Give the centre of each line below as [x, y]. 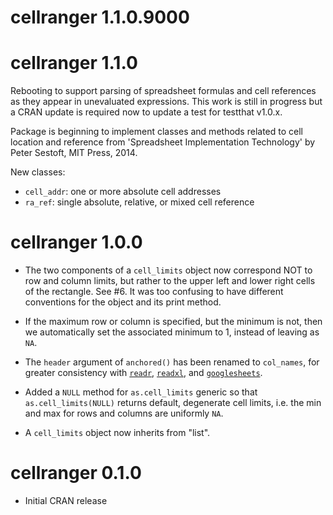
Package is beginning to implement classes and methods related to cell [156, 132]
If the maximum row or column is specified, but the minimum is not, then [173, 322]
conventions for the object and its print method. [123, 302]
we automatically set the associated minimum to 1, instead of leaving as [172, 332]
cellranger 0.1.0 [76, 473]
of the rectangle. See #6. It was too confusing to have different [154, 292]
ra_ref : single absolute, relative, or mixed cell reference [139, 202]
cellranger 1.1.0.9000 [100, 17]
